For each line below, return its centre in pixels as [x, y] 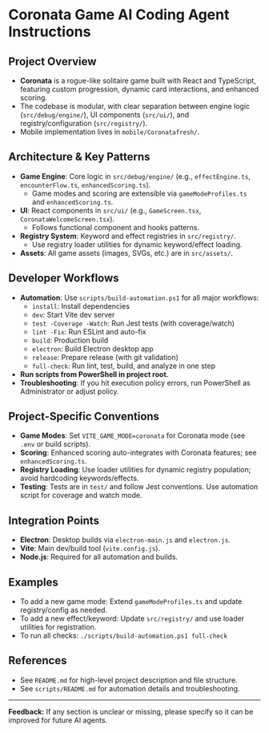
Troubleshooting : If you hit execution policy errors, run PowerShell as [135, 383]
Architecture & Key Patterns [79, 157]
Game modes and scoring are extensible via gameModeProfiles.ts [139, 193]
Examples [33, 582]
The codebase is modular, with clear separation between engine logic [135, 106]
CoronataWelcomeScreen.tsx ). [67, 219]
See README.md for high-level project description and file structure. [128, 680]
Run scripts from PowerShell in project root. [94, 374]
